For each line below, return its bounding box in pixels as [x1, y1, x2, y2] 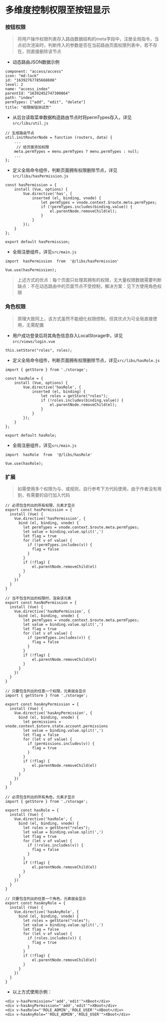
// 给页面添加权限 [16, 145, 49, 150]
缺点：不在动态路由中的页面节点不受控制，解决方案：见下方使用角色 [17, 283, 158, 289]
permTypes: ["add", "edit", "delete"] [5, 100, 86, 105]
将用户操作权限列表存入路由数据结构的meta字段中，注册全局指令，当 [17, 36, 159, 42]
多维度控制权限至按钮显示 [5, 5, 111, 16]
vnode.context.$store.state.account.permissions [5, 724, 108, 729]
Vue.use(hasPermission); [5, 268, 57, 273]
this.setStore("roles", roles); [5, 348, 72, 353]
